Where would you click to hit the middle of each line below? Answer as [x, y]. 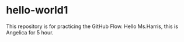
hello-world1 [37, 10]
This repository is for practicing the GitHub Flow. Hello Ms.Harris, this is [92, 26]
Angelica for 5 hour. [30, 32]
